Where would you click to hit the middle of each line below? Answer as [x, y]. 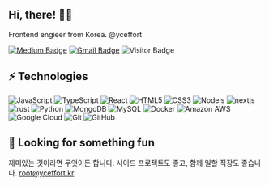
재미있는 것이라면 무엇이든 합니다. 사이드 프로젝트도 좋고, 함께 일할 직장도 [124, 163]
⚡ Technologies [48, 76]
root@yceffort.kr [47, 173]
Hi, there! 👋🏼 [41, 15]
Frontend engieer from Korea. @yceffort [75, 34]
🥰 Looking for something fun [82, 143]
